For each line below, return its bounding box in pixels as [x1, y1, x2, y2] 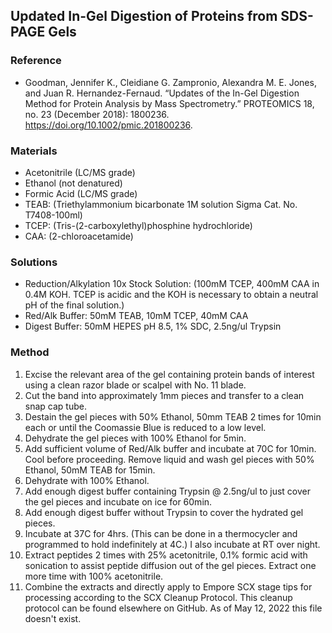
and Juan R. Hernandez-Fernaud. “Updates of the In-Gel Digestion [24, 87, 300, 99]
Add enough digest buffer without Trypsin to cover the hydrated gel [24, 506, 304, 518]
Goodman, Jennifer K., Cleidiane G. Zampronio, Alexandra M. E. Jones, [24, 76, 317, 88]
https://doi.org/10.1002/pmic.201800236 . [24, 119, 193, 131]
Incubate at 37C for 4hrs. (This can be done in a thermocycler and [24, 527, 298, 539]
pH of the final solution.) [24, 299, 125, 311]
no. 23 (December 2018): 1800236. [24, 108, 170, 120]
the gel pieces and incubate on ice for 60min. [24, 495, 213, 508]
